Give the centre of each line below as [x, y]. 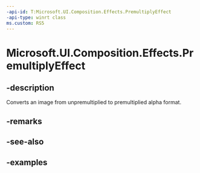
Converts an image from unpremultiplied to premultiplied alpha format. [94, 102]
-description [30, 88]
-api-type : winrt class [36, 17]
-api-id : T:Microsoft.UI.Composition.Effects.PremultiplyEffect [89, 12]
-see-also [25, 142]
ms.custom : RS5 [25, 23]
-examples [27, 162]
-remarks [24, 121]
